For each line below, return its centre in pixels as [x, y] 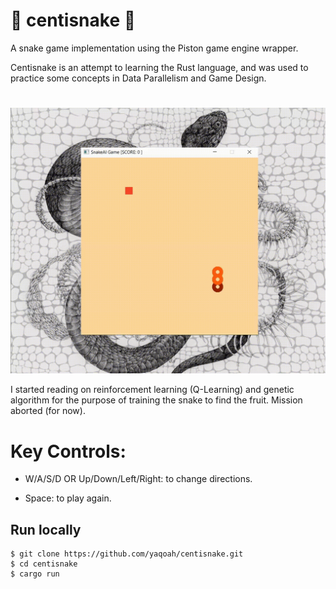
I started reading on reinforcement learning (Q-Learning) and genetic [152, 390]
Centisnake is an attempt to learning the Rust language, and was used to [159, 67]
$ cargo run [35, 574]
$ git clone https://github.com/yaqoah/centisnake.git [127, 554]
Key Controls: [68, 451]
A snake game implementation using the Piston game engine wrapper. [154, 48]
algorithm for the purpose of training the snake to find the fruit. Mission [156, 400]
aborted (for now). [48, 411]
